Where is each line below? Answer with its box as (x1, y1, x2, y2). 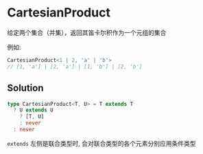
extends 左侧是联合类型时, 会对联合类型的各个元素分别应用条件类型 (7, 139, 197, 147)
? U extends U (13, 107, 53, 114)
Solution (7, 82, 44, 94)
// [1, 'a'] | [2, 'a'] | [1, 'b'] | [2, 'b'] (7, 63, 143, 70)
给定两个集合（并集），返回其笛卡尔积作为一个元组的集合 (7, 28, 167, 36)
